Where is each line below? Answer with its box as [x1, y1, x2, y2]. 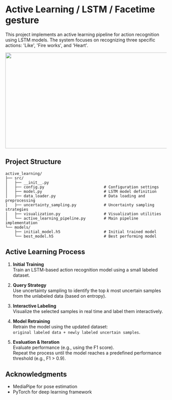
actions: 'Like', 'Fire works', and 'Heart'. [5, 42, 89, 48]
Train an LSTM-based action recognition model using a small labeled [12, 266, 158, 273]
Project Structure [5, 158, 61, 166]
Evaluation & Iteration [12, 339, 60, 345]
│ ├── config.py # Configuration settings [5, 184, 159, 190]
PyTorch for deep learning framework [12, 389, 92, 395]
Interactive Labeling [12, 303, 56, 309]
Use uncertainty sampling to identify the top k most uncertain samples [12, 287, 161, 294]
